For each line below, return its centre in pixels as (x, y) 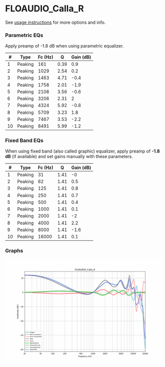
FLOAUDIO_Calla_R (44, 9)
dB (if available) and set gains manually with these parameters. (69, 157)
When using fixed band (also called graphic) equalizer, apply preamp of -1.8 (82, 151)
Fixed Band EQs (24, 140)
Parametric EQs (24, 35)
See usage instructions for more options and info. (56, 22)
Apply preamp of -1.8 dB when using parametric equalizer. (64, 46)
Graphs (14, 251)
